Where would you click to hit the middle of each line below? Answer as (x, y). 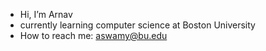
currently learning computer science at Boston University (137, 25)
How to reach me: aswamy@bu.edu (93, 35)
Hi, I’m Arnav (46, 14)
